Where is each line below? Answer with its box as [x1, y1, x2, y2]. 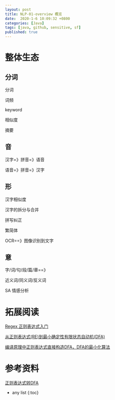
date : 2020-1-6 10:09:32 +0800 [5, 16, 70, 21]
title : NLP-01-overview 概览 [5, 12, 62, 17]
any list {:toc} [12, 390, 39, 396]
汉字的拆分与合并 [5, 207, 39, 212]
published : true [5, 30, 38, 35]
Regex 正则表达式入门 [5, 324, 48, 330]
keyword [5, 107, 23, 112]
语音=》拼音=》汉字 [5, 167, 45, 173]
